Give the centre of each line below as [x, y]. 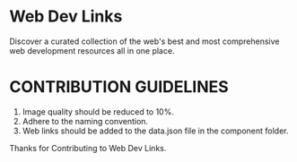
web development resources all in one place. [92, 50]
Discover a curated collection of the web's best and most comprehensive [144, 41]
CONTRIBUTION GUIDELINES [119, 87]
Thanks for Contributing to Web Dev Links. [88, 148]
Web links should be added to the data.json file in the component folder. [155, 131]
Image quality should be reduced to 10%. [98, 111]
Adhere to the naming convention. [85, 121]
